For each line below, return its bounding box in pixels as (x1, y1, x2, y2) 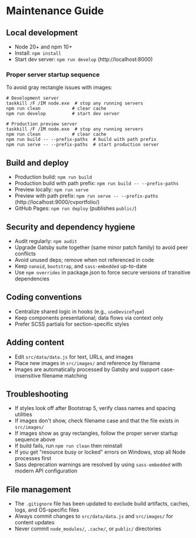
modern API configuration (14, 467, 78, 474)
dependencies (14, 275, 50, 282)
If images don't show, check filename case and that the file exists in (14, 417, 180, 424)
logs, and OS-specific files (14, 506, 79, 514)
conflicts (14, 250, 36, 257)
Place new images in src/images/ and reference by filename (14, 359, 161, 366)
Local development (6, 28, 78, 38)
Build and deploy (6, 158, 69, 168)
